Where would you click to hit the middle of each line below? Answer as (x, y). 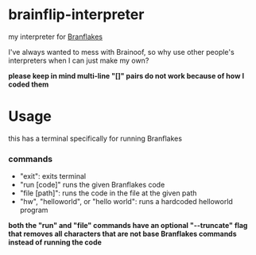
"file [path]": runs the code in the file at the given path (108, 193)
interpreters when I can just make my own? (79, 60)
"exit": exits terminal (52, 176)
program (34, 210)
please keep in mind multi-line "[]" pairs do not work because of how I (126, 75)
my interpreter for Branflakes (56, 37)
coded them (29, 84)
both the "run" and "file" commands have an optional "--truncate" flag (128, 226)
